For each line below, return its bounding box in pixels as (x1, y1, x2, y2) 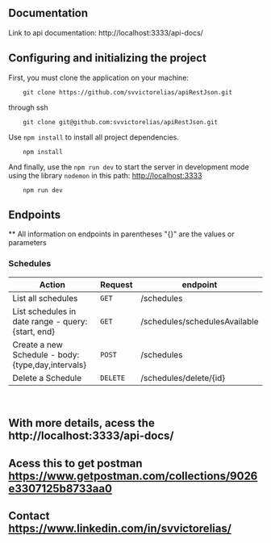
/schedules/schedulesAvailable (140, 315, 259, 327)
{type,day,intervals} (12, 359, 87, 370)
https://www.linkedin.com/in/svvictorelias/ (8, 521, 232, 535)
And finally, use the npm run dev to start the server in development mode (8, 161, 250, 172)
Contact (8, 508, 50, 523)
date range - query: (12, 315, 88, 327)
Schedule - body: (12, 349, 80, 360)
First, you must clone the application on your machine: (8, 73, 190, 82)
